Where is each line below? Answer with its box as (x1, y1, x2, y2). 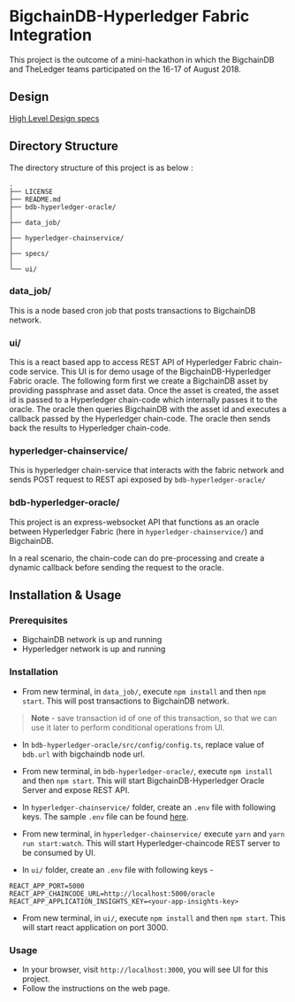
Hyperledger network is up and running (21, 644, 166, 655)
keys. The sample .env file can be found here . (21, 811, 189, 821)
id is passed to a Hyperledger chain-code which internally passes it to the (9, 394, 278, 405)
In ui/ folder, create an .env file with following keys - (21, 864, 214, 874)
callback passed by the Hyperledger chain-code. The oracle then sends (9, 414, 271, 424)
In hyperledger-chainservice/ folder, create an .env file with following (21, 802, 276, 812)
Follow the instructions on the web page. (21, 983, 170, 994)
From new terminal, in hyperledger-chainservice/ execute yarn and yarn (21, 828, 285, 839)
